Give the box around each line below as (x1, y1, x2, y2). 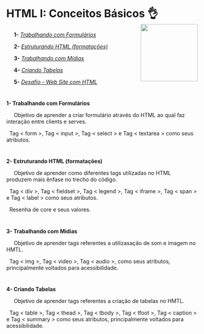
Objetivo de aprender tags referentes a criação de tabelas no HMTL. (13, 297, 185, 304)
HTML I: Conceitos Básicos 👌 (6, 7, 158, 21)
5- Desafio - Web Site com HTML (13, 78, 98, 85)
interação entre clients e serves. (6, 118, 87, 126)
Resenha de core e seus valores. (8, 206, 91, 213)
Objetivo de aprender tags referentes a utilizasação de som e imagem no (13, 239, 196, 246)
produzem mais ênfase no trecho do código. (6, 176, 117, 183)
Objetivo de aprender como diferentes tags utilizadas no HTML (13, 169, 171, 177)
